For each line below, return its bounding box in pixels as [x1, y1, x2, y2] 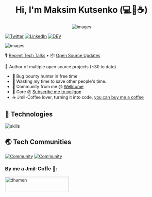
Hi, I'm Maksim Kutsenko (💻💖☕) [15, 4, 148, 16]
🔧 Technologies [5, 110, 53, 118]
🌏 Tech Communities [5, 138, 71, 146]
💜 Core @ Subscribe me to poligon [12, 89, 82, 95]
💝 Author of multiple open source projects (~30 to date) [5, 63, 117, 69]
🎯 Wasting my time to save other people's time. [12, 78, 107, 84]
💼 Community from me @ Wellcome [12, 83, 84, 89]
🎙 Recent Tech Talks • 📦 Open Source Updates [5, 52, 101, 58]
